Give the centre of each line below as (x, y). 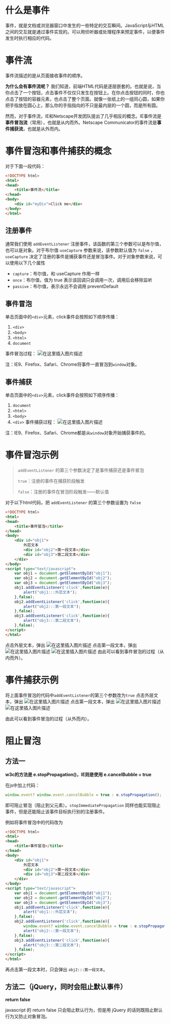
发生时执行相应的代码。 (30, 38)
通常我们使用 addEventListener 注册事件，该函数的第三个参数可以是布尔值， (84, 243)
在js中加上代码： (23, 785)
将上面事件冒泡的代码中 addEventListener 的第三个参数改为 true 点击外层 (80, 695)
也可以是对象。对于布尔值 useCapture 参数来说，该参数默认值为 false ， (80, 250)
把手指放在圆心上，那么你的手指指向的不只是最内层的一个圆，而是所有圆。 (83, 105)
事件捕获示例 (32, 680)
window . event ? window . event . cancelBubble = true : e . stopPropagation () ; (83, 795)
